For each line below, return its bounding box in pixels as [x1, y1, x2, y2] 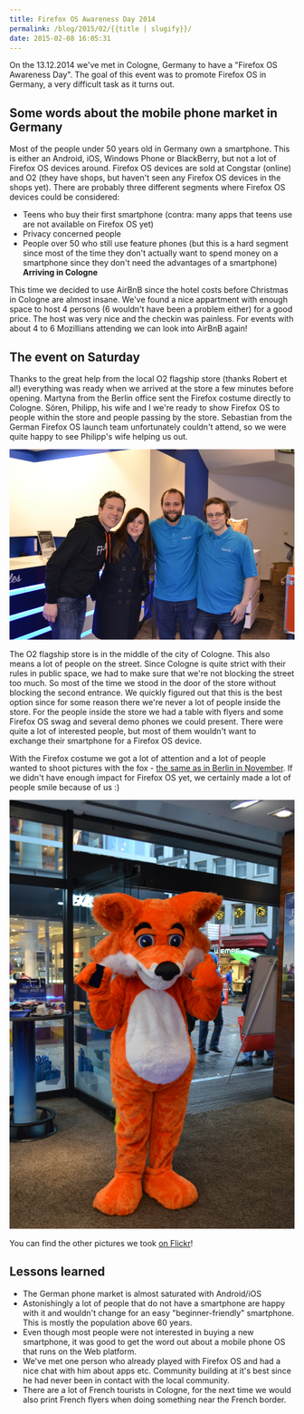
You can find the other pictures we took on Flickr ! [9, 1237, 194, 1248]
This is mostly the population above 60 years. [22, 1317, 193, 1328]
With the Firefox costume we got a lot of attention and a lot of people [9, 753, 267, 764]
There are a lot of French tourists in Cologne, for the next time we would [22, 1384, 291, 1395]
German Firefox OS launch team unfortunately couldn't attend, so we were [9, 421, 287, 432]
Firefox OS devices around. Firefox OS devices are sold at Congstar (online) [9, 163, 292, 174]
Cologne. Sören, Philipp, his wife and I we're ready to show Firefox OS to [9, 402, 280, 412]
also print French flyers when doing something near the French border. [22, 1394, 287, 1405]
